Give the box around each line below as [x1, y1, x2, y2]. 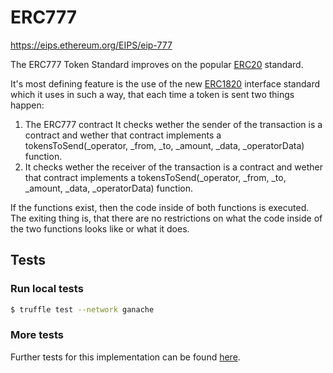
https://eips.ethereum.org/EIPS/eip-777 [10, 39, 173, 51]
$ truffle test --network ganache [10, 304, 155, 315]
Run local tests [10, 282, 84, 296]
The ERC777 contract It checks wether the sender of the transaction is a [24, 118, 323, 130]
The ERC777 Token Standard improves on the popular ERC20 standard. [10, 58, 304, 70]
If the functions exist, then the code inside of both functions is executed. [10, 201, 310, 213]
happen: [10, 99, 45, 111]
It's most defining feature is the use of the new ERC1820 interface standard [10, 77, 321, 90]
